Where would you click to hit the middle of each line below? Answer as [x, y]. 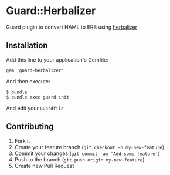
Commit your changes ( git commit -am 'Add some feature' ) [87, 153]
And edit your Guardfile [35, 108]
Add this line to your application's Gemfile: [57, 59]
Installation [27, 46]
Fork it [22, 141]
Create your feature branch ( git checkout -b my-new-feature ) [89, 147]
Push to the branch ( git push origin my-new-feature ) [79, 159]
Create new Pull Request [44, 166]
